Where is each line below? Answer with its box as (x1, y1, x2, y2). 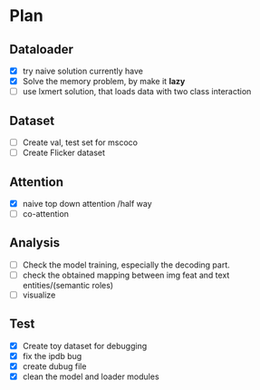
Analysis (9, 235, 61, 250)
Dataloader (9, 42, 74, 57)
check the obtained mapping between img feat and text (22, 269, 230, 280)
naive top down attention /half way (22, 198, 152, 209)
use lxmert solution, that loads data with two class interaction (22, 86, 252, 97)
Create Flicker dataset (22, 147, 106, 159)
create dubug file (22, 361, 87, 372)
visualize (22, 289, 56, 300)
